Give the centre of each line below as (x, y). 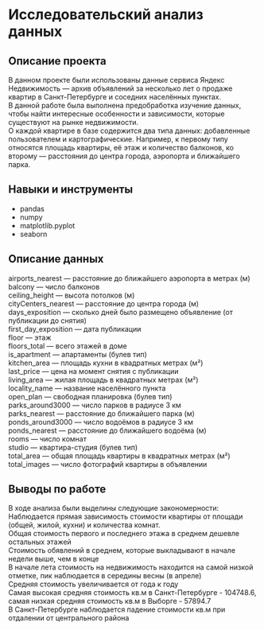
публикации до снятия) (48, 321)
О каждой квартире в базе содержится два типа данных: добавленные (129, 130)
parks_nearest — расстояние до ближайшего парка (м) (101, 413)
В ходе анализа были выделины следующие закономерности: (114, 508)
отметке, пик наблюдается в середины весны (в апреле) (105, 576)
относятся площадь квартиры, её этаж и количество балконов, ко (121, 148)
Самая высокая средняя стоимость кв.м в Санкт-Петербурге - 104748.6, (132, 593)
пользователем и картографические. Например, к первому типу (118, 139)
